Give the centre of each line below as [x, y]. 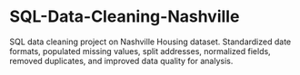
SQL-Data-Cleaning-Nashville [125, 17]
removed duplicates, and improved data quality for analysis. [121, 61]
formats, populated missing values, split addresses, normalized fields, [140, 51]
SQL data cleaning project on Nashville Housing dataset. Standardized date [150, 42]
